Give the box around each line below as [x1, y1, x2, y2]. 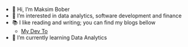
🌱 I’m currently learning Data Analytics [11, 34, 107, 41]
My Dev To [20, 28, 48, 34]
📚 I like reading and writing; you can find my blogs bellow [11, 19, 156, 26]
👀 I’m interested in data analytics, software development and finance [11, 12, 182, 19]
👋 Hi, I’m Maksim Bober [11, 6, 70, 13]
